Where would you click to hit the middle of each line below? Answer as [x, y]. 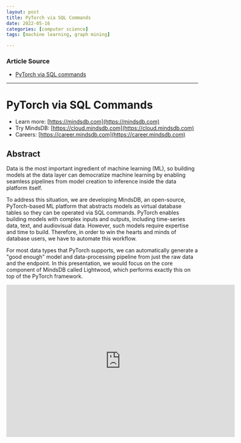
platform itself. [24, 188]
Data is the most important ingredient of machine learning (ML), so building [100, 169]
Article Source [28, 62]
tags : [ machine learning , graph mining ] [58, 35]
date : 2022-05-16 [28, 23]
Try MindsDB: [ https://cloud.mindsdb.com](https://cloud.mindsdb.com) [105, 128]
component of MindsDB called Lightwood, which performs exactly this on [99, 270]
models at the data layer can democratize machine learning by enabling [96, 175]
